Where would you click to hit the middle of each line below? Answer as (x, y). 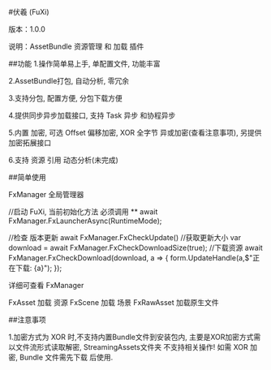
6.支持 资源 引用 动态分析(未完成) (64, 160)
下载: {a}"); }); (39, 268)
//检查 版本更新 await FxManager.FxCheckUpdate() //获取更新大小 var (125, 237)
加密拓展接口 (30, 143)
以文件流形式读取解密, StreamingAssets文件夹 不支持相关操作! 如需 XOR (129, 347)
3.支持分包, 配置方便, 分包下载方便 (66, 98)
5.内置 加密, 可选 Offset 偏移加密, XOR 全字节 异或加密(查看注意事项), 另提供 (135, 133)
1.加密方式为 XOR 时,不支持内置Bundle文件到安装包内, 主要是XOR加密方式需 (135, 337)
